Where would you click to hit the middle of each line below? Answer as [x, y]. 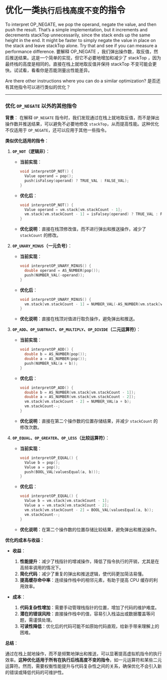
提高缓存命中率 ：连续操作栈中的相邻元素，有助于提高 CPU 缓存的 [87, 580]
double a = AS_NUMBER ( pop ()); [55, 359]
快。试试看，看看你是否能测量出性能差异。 [49, 70]
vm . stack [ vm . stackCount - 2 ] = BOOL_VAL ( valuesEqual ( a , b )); [89, 510]
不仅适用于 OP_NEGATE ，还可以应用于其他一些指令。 [57, 130]
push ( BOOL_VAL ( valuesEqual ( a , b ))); [62, 472]
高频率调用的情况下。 [42, 567]
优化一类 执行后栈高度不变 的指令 [65, 10]
